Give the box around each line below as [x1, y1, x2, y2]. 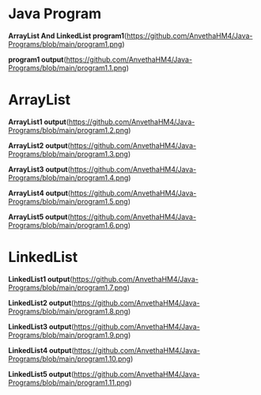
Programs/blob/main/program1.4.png [8, 173, 129, 182]
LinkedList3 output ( [8, 321, 74, 331]
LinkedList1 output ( [8, 274, 73, 283]
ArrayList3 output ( [8, 164, 71, 174]
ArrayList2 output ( [8, 140, 71, 150]
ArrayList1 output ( [8, 116, 70, 127]
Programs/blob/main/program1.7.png [8, 283, 128, 292]
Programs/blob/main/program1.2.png [8, 125, 129, 135]
